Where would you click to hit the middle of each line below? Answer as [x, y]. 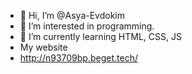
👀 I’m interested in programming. [87, 26]
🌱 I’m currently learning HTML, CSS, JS [100, 36]
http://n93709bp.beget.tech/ [78, 58]
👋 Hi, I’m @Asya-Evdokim [72, 15]
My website [43, 47]
